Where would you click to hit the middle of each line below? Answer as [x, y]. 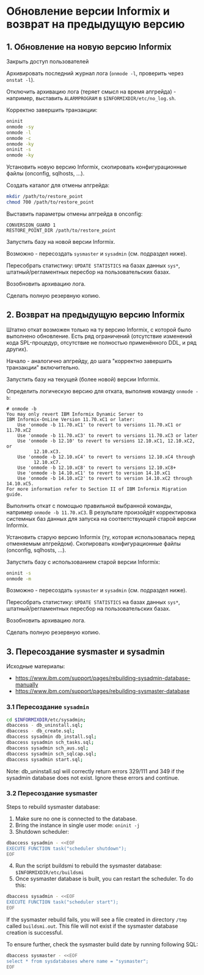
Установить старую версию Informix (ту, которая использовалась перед [101, 537]
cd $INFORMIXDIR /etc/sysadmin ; [46, 719]
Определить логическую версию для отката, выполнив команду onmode [100, 391]
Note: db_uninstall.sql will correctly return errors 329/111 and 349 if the [95, 771]
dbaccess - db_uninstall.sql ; [45, 726]
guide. [15, 494]
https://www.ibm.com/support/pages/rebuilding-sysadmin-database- [103, 678]
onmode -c [19, 138]
